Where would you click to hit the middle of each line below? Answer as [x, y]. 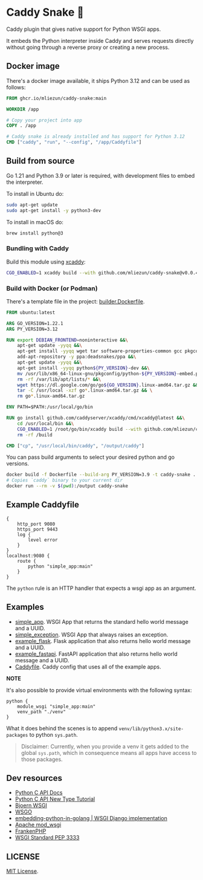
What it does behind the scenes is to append [62, 728]
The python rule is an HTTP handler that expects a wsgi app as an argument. [101, 588]
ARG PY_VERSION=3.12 [32, 329]
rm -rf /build [35, 435]
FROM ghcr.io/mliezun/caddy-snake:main [56, 98]
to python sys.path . [54, 734]
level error [43, 540]
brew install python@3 [35, 233]
